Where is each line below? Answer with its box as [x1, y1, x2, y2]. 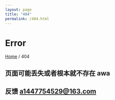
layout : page [5, 7, 32, 12]
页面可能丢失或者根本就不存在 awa [5, 69, 111, 77]
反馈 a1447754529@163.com [5, 87, 97, 96]
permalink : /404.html [5, 16, 50, 21]
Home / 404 [5, 53, 30, 59]
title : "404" [5, 12, 32, 17]
